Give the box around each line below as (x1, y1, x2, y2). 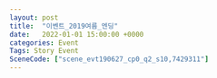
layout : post (9, 13, 59, 22)
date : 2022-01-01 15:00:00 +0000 (9, 30, 144, 39)
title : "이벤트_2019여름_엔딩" (9, 22, 119, 30)
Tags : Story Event (9, 47, 79, 56)
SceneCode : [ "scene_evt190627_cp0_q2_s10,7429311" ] (9, 55, 209, 64)
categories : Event (9, 38, 79, 48)
